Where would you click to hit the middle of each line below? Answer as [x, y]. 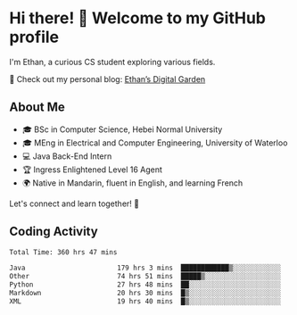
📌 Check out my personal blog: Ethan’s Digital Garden [107, 79]
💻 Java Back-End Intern [67, 156]
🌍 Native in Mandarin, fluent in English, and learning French [132, 183]
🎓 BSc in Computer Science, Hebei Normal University [122, 129]
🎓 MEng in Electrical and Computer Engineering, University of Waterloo [155, 143]
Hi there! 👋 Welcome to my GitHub [137, 18]
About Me [37, 108]
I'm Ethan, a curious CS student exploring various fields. [112, 62]
